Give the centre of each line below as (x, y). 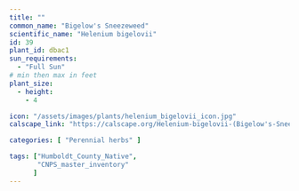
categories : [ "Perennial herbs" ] (75, 140)
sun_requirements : (43, 59)
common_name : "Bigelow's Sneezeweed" (79, 26)
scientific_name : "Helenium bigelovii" (83, 34)
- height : (35, 92)
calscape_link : (37, 124)
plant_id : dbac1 (39, 51)
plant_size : (31, 84)
